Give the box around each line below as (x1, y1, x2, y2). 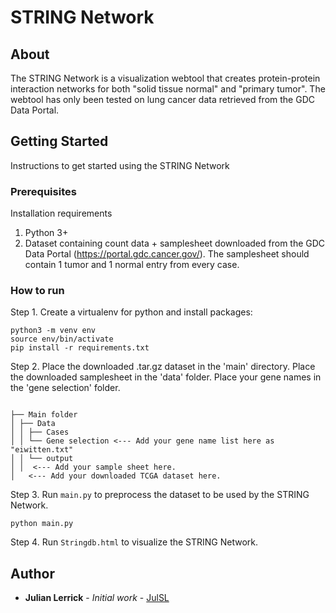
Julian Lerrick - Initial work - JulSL (24, 592, 170, 604)
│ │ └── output (10, 454, 74, 464)
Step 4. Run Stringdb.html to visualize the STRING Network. (10, 536, 259, 548)
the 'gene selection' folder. (10, 382, 121, 394)
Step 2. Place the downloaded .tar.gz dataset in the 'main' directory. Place (10, 361, 316, 373)
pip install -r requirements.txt (10, 343, 150, 353)
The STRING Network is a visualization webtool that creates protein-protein (10, 72, 321, 84)
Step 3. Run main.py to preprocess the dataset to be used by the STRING (10, 489, 310, 501)
